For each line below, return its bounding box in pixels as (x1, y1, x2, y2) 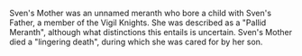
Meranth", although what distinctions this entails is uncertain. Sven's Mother (9, 27, 293, 37)
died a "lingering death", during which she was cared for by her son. (9, 36, 263, 47)
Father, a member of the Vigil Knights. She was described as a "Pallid (9, 17, 267, 28)
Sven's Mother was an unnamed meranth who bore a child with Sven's (9, 8, 272, 18)
